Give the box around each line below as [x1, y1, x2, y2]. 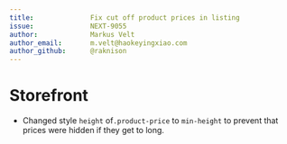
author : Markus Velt [9, 30, 135, 39]
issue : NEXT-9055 [9, 22, 127, 31]
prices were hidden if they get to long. [22, 125, 165, 136]
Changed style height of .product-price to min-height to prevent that [22, 115, 279, 126]
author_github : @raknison [9, 47, 127, 56]
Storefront [9, 85, 88, 106]
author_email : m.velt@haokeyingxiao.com [9, 38, 188, 48]
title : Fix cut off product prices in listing [9, 13, 241, 22]
